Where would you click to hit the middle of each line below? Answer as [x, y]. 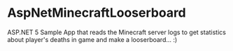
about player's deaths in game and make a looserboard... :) [92, 39]
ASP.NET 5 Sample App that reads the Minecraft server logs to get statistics [116, 32]
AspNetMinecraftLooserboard [97, 13]
